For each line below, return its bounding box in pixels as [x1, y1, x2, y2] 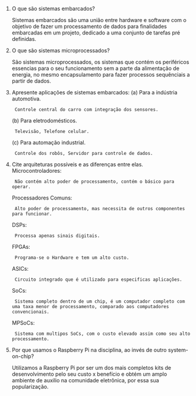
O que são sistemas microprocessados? [11, 47, 110, 54]
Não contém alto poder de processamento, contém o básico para [14, 179, 175, 185]
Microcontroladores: [11, 167, 62, 174]
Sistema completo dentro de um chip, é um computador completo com [14, 299, 185, 305]
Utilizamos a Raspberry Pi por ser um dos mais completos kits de [11, 365, 171, 371]
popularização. [11, 383, 49, 390]
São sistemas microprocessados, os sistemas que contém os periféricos [11, 59, 189, 65]
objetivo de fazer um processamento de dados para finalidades [11, 23, 167, 30]
